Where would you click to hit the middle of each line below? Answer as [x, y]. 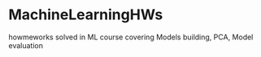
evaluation [26, 45]
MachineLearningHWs [86, 15]
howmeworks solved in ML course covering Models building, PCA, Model [131, 37]
